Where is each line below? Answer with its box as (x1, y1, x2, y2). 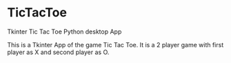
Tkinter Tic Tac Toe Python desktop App (7, 27, 122, 36)
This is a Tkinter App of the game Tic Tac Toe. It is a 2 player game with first (7, 40, 224, 49)
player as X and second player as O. (7, 48, 110, 56)
